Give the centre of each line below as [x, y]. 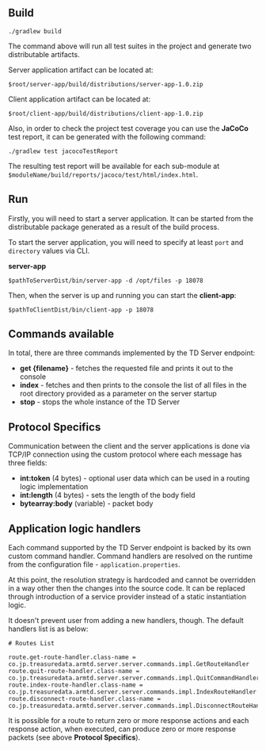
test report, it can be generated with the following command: [107, 136]
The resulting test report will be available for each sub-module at [114, 166]
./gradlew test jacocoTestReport [63, 151]
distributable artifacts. [44, 54]
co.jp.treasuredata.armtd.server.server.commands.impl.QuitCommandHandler [134, 678]
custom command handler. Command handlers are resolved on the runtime [131, 556]
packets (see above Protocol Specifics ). [74, 737]
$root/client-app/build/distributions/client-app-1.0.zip [106, 113]
